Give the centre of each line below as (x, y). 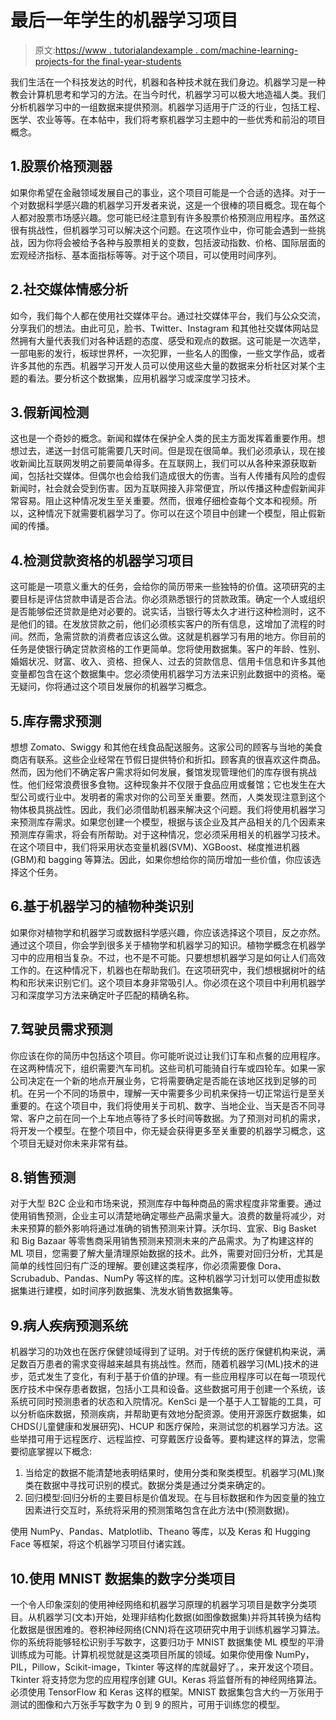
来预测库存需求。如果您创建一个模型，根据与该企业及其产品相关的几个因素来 (168, 822)
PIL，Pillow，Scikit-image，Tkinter (82, 1667)
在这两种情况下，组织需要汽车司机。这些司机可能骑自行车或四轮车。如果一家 (168, 1068)
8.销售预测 (43, 1177)
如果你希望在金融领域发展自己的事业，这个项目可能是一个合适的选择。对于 (163, 192)
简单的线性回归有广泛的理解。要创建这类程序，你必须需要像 (133, 1266)
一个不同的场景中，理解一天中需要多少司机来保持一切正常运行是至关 (185, 1093)
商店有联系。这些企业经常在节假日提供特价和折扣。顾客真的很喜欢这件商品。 (168, 759)
